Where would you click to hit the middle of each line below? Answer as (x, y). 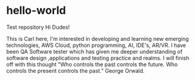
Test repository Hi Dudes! (38, 27)
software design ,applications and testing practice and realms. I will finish (98, 58)
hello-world (36, 11)
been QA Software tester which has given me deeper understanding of (94, 51)
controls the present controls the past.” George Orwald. (75, 70)
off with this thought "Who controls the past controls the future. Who (92, 64)
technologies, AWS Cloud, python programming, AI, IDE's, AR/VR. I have (96, 45)
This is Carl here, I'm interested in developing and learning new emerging (97, 38)
